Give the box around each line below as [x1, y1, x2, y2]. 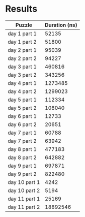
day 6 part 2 [8, 120, 37, 128]
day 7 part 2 [8, 137, 37, 144]
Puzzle [15, 21, 33, 28]
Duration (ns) [45, 21, 77, 28]
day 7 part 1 [8, 129, 37, 136]
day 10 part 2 [8, 187, 40, 194]
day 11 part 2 [8, 203, 40, 210]
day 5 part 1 [8, 96, 37, 103]
